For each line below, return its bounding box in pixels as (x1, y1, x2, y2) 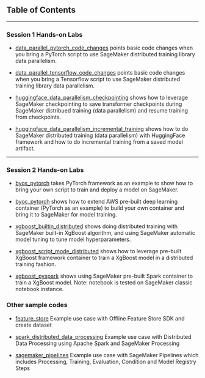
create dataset (15, 321, 52, 328)
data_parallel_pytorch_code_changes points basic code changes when (15, 44, 193, 51)
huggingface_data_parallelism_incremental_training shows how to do (15, 125, 189, 133)
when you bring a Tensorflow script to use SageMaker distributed (15, 76, 181, 83)
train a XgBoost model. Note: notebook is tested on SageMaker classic (15, 279, 193, 286)
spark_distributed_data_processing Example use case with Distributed (15, 333, 192, 340)
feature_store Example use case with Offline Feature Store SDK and (15, 314, 185, 322)
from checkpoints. (15, 113, 62, 121)
